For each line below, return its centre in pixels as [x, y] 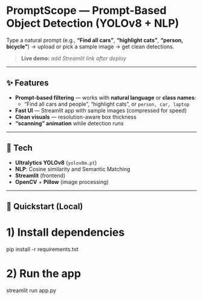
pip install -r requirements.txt [42, 249]
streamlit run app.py [31, 290]
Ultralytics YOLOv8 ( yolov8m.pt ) [56, 162]
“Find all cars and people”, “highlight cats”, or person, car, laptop [107, 104]
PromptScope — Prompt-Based [86, 11]
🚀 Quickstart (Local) [45, 206]
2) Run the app [44, 274]
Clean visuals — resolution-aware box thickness [76, 117]
